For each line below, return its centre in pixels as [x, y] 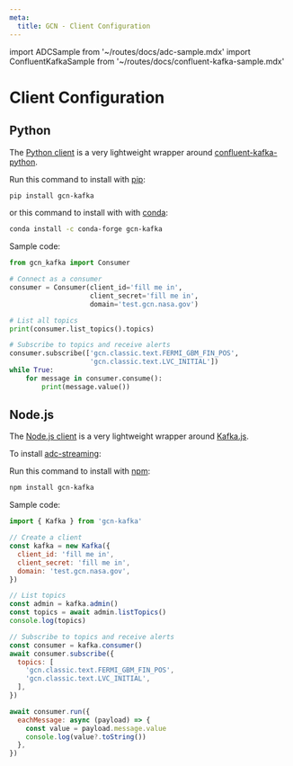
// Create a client [46, 538]
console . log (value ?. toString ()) [86, 737]
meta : [19, 18]
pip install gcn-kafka [52, 196]
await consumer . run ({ [50, 711]
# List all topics [44, 320]
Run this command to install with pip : [77, 179]
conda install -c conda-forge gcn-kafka [86, 229]
